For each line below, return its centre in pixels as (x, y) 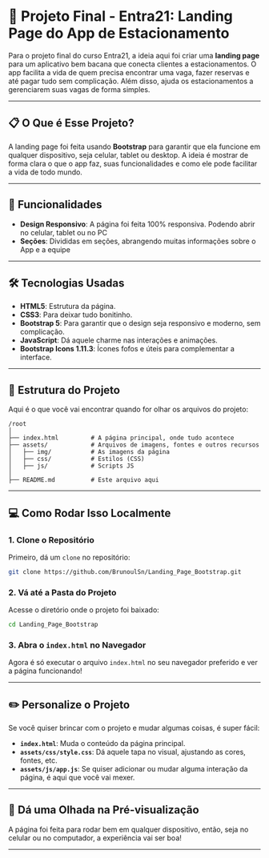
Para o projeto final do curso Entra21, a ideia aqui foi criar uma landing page (134, 55)
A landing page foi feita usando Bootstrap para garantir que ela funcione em (134, 146)
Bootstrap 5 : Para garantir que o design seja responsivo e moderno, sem (140, 323)
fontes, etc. (38, 760)
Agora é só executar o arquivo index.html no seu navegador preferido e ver (133, 663)
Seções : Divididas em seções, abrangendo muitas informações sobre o (138, 241)
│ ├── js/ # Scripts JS (71, 466)
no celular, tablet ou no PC (64, 232)
